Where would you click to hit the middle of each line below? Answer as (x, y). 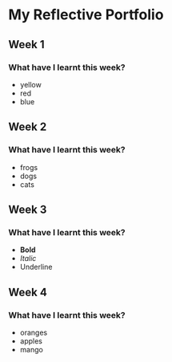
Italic (28, 258)
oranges (34, 332)
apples (31, 341)
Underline (36, 267)
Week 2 (28, 127)
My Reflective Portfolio (86, 15)
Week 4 (28, 292)
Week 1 (26, 45)
